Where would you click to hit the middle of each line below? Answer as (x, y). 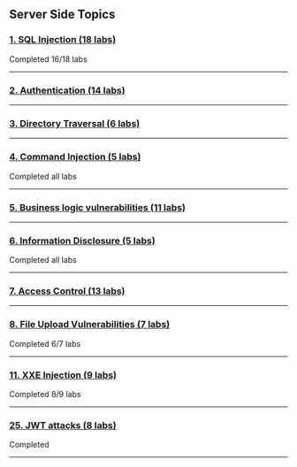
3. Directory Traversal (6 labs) (75, 123)
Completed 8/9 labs (45, 394)
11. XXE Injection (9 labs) (63, 375)
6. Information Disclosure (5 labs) (83, 241)
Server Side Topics (62, 15)
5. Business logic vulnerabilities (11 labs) (97, 207)
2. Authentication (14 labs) (67, 90)
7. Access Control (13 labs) (67, 291)
